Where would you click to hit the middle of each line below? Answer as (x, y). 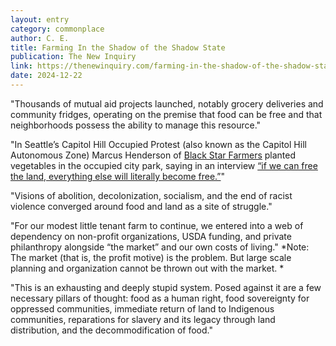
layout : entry (40, 19)
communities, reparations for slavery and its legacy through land (143, 319)
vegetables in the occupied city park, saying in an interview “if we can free (164, 165)
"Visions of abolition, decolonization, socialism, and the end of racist (151, 195)
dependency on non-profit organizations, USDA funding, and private (151, 236)
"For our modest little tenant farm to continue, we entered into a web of (157, 225)
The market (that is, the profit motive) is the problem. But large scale (151, 257)
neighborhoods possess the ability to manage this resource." (136, 125)
